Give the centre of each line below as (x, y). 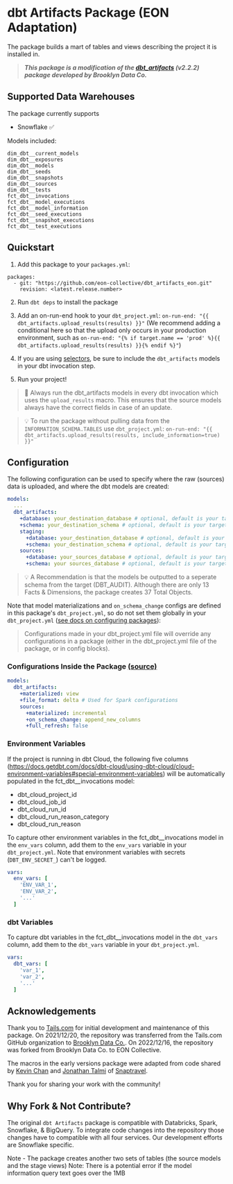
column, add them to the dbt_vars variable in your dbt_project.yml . (103, 945)
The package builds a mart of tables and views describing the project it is (112, 46)
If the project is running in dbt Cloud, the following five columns (98, 759)
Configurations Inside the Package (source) (82, 666)
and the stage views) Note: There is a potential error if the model (100, 1166)
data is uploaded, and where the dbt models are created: (88, 486)
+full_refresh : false (57, 726)
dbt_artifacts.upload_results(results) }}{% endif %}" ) (99, 345)
